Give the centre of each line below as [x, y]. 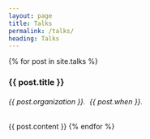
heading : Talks [34, 38]
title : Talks [30, 23]
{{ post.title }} [36, 82]
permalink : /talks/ [41, 31]
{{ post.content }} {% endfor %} [62, 127]
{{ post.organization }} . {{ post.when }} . [76, 101]
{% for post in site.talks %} [54, 61]
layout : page [30, 16]
